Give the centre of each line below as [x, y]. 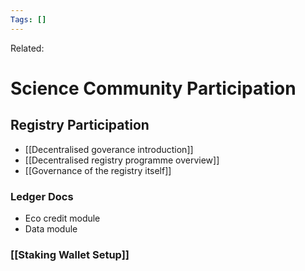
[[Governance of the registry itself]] [98, 170]
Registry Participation [80, 125]
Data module [51, 228]
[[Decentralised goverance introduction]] [109, 149]
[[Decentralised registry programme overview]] [122, 160]
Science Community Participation [153, 88]
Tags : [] [28, 19]
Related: [27, 48]
